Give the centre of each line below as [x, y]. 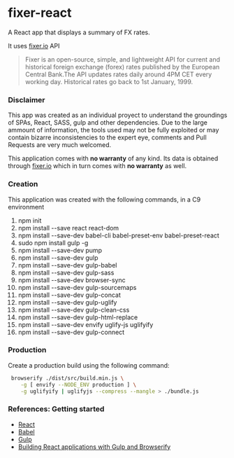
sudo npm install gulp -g [53, 242]
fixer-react [40, 13]
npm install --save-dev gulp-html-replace [78, 317]
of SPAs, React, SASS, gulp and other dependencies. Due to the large [108, 123]
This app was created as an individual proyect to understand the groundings [118, 115]
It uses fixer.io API [34, 46]
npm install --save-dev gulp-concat [70, 295]
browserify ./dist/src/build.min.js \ [67, 378]
